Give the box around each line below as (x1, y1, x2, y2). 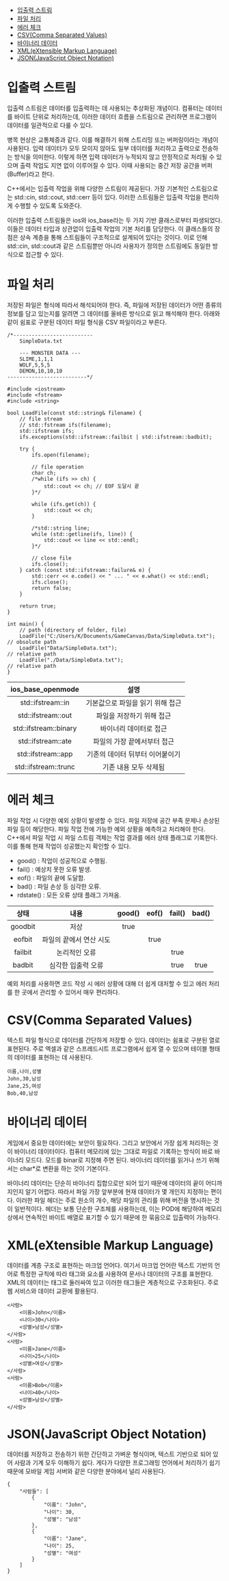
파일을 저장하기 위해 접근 (96, 711, 172, 721)
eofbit (13, 934, 33, 944)
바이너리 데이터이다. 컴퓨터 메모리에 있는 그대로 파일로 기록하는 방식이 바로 (14, 1147, 213, 1156)
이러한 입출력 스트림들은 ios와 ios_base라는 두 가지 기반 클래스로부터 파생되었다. (7, 216, 223, 224)
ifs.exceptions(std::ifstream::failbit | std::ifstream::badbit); (19, 434, 213, 440)
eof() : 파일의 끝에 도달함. (16, 873, 85, 882)
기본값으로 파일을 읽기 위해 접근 (85, 698, 182, 708)
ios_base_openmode (10, 684, 80, 694)
